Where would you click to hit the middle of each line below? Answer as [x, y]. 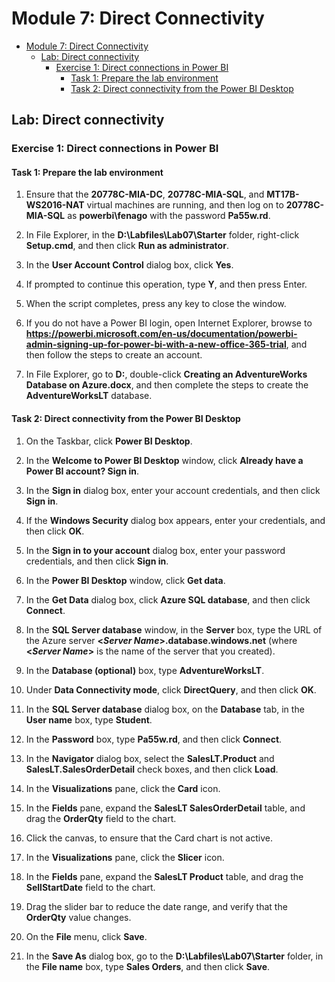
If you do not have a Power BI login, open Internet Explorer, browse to [169, 323]
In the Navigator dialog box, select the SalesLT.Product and [150, 758]
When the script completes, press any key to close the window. [156, 304]
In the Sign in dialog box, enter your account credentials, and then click [173, 490]
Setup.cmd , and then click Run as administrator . [127, 246]
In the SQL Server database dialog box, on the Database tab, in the [165, 709]
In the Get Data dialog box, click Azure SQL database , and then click [168, 599]
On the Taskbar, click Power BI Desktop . [109, 441]
